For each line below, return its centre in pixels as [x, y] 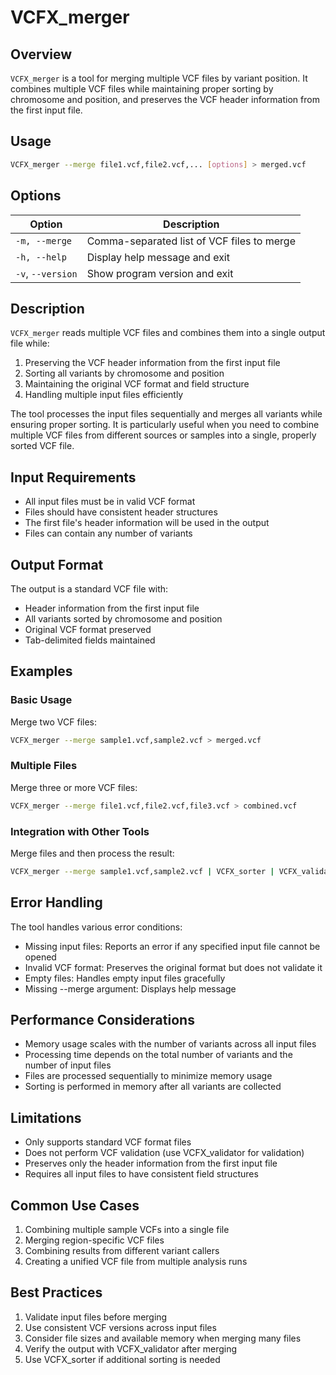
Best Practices [56, 1292]
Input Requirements [73, 477]
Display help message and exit [158, 257]
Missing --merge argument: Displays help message [130, 988]
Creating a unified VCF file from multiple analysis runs [136, 1262]
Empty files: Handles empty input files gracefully [125, 978]
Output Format [57, 564]
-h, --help [41, 257]
